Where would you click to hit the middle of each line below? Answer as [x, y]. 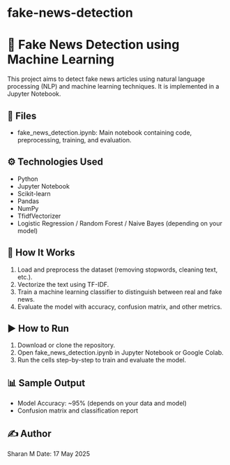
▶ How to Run [38, 329]
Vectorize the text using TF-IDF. [63, 284]
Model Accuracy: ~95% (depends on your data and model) [102, 404]
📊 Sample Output [46, 383]
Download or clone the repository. [66, 345]
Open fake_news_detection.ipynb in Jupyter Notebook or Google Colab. [121, 353]
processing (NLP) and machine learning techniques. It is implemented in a [113, 87]
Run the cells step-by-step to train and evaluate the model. [102, 360]
